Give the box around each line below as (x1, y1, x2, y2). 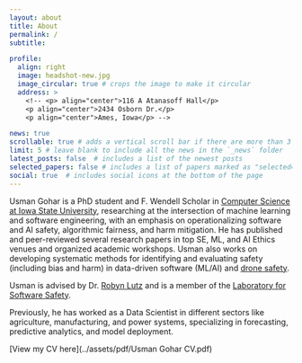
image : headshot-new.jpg (17, 71, 111, 81)
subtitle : (9, 38, 47, 48)
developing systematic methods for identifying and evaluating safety (9, 252, 263, 263)
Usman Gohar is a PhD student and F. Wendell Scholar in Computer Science (9, 195, 290, 207)
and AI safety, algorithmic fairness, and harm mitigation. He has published (9, 224, 283, 235)
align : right (17, 63, 67, 72)
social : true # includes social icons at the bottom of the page (9, 171, 263, 180)
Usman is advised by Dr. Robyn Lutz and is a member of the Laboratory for (9, 279, 287, 290)
